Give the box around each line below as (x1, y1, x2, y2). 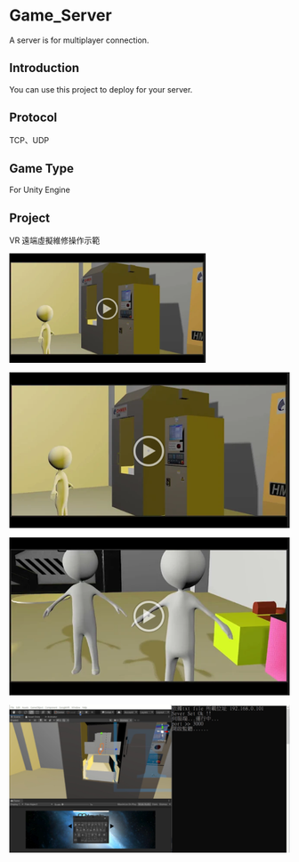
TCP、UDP (9, 134, 50, 145)
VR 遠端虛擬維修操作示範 (9, 235, 101, 246)
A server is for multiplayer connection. (9, 35, 149, 45)
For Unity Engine (9, 184, 71, 196)
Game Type (9, 161, 74, 176)
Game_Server (9, 5, 113, 26)
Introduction (9, 60, 80, 76)
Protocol (9, 110, 58, 125)
